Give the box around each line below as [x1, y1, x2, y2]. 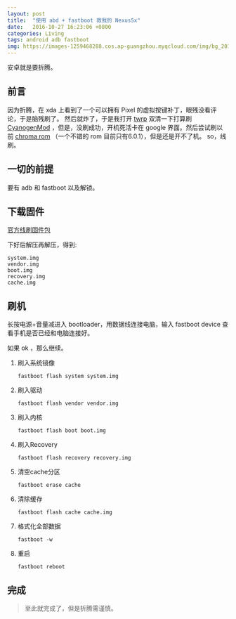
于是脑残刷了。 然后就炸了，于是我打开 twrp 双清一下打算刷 [19, 114, 192, 123]
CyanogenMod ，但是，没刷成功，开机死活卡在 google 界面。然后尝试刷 [7, 123, 217, 131]
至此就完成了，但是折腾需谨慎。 [24, 604, 117, 613]
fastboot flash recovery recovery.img [17, 455, 131, 462]
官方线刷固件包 [7, 226, 51, 234]
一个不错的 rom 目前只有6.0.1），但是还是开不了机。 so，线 [58, 131, 227, 141]
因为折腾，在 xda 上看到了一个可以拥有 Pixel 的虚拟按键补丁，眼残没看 [7, 105, 211, 114]
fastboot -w [17, 536, 53, 543]
